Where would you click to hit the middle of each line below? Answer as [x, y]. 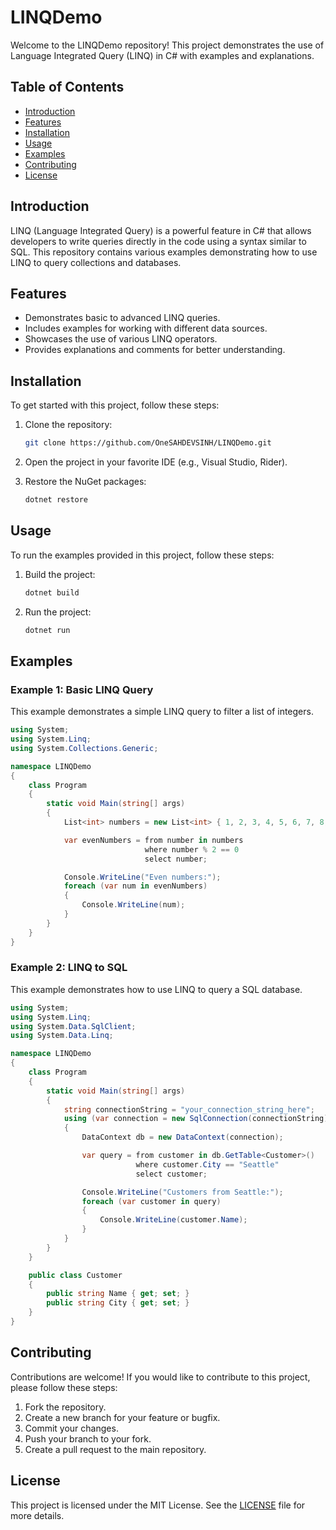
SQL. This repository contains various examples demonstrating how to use [164, 252]
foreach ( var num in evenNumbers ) [135, 886]
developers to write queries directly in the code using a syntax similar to [158, 241]
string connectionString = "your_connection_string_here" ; [189, 1109]
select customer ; [171, 1174]
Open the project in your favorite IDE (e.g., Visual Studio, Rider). [156, 462]
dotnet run [47, 630]
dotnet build [52, 592]
